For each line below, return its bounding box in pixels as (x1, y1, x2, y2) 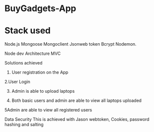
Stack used (4, 25, 51, 36)
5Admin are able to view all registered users (4, 107, 92, 113)
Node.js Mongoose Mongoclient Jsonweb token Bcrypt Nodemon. (4, 41, 137, 47)
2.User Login (4, 79, 31, 85)
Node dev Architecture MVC (4, 50, 61, 56)
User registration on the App (11, 69, 69, 75)
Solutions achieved (4, 60, 43, 66)
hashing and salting (4, 122, 44, 128)
